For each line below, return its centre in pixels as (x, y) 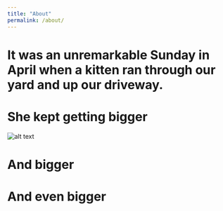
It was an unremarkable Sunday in (108, 55)
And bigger (41, 164)
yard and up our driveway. (85, 84)
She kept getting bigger (77, 117)
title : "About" (30, 14)
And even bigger (57, 196)
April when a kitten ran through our (111, 70)
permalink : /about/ (36, 20)
